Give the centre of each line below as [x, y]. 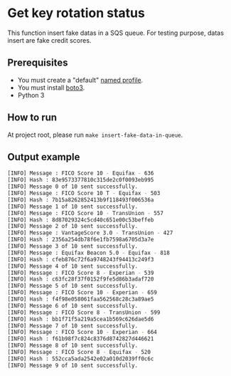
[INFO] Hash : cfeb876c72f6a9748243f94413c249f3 [81, 259]
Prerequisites [38, 63]
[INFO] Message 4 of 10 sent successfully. [73, 266]
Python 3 [31, 95]
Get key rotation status [76, 13]
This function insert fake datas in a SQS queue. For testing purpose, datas [116, 33]
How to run [32, 118]
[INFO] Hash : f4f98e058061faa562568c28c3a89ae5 [81, 299]
